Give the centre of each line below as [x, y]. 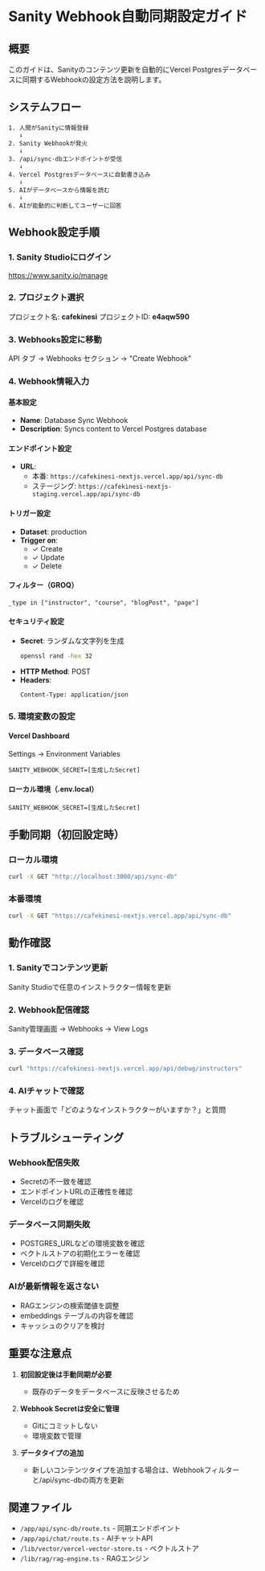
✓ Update [48, 557]
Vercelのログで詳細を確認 [62, 1264]
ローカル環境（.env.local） [53, 789]
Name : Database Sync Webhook [74, 420]
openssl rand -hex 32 [56, 656]
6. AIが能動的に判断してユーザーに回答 [65, 206]
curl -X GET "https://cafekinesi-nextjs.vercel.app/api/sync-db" [120, 916]
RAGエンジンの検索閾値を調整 [69, 1305]
